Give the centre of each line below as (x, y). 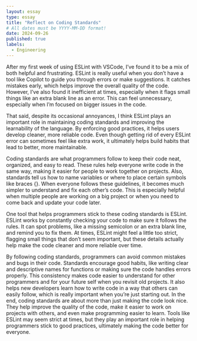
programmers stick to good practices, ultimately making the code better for (97, 326)
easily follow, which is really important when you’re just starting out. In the (96, 294)
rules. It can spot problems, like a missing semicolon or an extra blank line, (96, 226)
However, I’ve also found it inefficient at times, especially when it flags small (98, 91)
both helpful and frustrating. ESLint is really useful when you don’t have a (95, 73)
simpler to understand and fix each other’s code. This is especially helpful (96, 190)
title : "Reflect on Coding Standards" (54, 22)
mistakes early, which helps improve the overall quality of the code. (88, 86)
